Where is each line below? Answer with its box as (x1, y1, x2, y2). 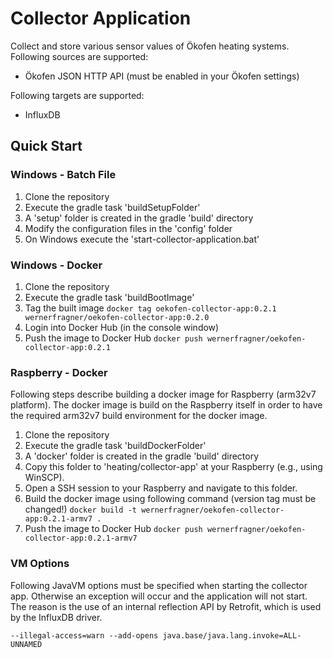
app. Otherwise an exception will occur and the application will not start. (10, 590, 308, 602)
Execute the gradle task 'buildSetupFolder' (24, 201, 201, 213)
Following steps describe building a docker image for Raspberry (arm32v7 (10, 388, 317, 401)
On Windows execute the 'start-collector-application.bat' (24, 233, 260, 245)
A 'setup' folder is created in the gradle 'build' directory (24, 212, 254, 224)
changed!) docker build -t (24, 503, 137, 516)
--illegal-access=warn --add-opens (10, 630, 159, 641)
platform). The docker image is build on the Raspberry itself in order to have (10, 399, 323, 411)
